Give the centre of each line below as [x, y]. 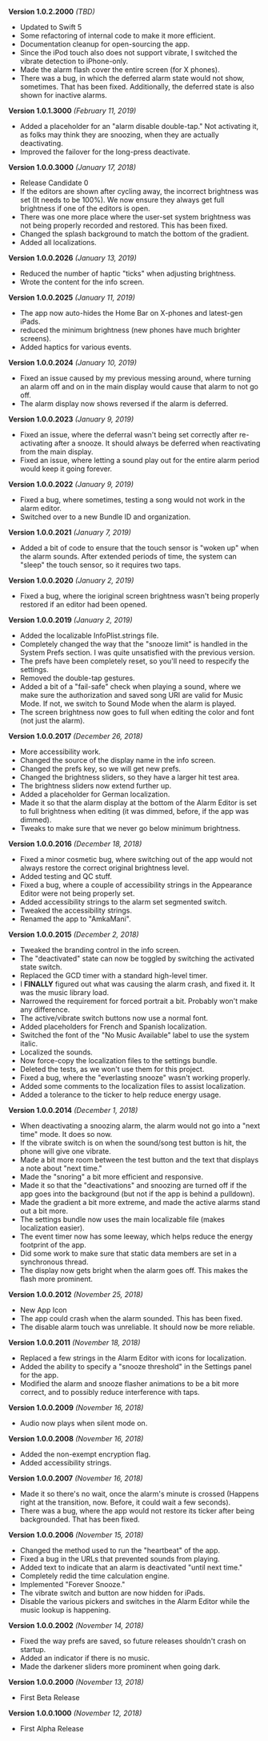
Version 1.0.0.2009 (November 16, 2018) [76, 1408]
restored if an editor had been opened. [84, 605]
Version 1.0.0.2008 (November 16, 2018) [76, 1439]
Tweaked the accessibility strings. [76, 910]
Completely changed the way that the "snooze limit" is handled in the [134, 644]
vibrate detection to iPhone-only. [74, 61]
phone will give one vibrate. [66, 1151]
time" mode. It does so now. [66, 1134]
